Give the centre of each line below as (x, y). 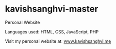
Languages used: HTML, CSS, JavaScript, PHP (52, 32)
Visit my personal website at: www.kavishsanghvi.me (58, 41)
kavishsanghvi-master (52, 9)
